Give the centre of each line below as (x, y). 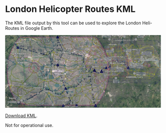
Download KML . (21, 116)
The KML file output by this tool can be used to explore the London (73, 23)
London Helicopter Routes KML (70, 9)
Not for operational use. (29, 125)
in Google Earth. (37, 28)
